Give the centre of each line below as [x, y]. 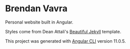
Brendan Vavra [36, 9]
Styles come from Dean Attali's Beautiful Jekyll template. [63, 31]
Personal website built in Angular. [39, 22]
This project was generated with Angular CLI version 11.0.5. [65, 41]
